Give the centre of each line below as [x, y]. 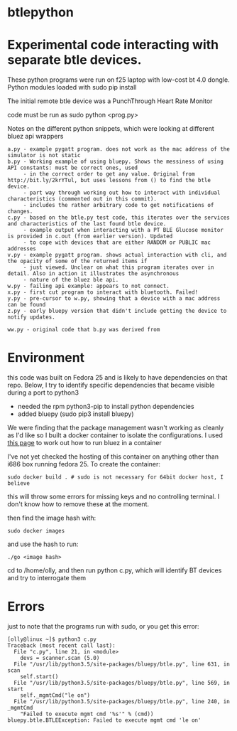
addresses [22, 249]
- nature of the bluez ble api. [71, 280]
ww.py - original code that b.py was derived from [84, 330]
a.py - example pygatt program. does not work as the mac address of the [119, 149]
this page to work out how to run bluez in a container [84, 443]
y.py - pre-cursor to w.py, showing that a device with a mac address [114, 299]
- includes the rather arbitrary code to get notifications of [118, 206]
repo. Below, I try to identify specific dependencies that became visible [111, 385]
